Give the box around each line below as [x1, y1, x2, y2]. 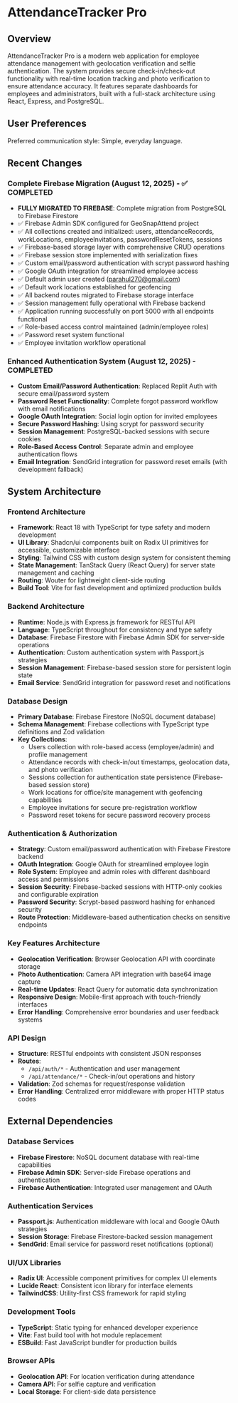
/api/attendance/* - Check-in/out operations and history [28, 1071, 195, 1080]
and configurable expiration [17, 890, 99, 899]
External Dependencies [7, 1115, 114, 1127]
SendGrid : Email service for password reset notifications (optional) [17, 1240, 214, 1248]
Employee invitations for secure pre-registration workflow [28, 803, 198, 812]
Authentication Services [7, 1201, 94, 1211]
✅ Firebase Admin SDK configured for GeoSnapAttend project [17, 219, 199, 227]
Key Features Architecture [7, 938, 101, 948]
